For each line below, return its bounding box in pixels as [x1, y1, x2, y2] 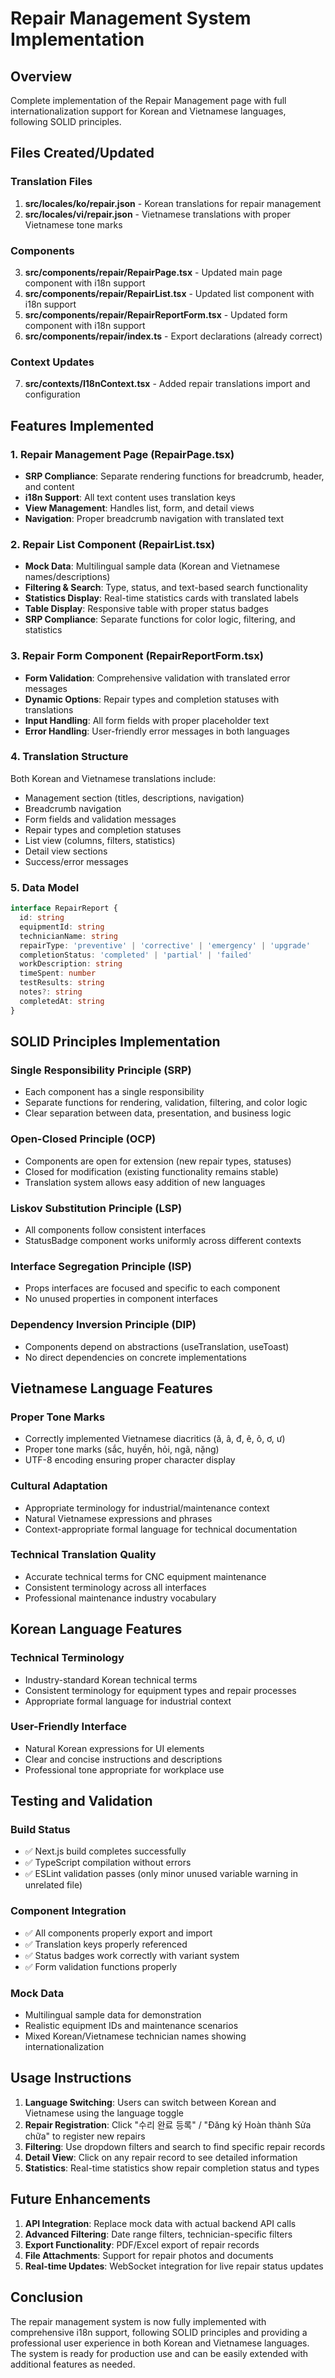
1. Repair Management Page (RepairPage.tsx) [10, 447, 235, 461]
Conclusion [10, 2289, 84, 2306]
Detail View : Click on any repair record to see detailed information [24, 2151, 298, 2163]
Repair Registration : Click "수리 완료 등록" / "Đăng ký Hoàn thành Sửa [24, 2118, 312, 2131]
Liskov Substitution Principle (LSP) [10, 1201, 183, 1215]
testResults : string [19, 978, 105, 988]
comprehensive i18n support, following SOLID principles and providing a [10, 2326, 308, 2338]
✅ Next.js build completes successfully [24, 1845, 187, 1857]
